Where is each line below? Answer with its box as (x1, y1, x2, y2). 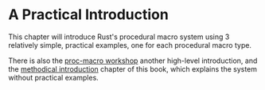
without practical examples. (8, 72, 99, 82)
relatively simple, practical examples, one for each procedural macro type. (8, 40, 252, 49)
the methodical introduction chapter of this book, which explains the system (8, 64, 257, 73)
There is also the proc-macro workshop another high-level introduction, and (8, 56, 258, 65)
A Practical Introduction (8, 6, 169, 24)
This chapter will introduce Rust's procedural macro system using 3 (8, 32, 230, 41)
